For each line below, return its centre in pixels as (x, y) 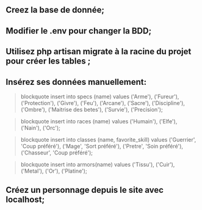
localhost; (25, 200)
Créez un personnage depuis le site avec (85, 190)
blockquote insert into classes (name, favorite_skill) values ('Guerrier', (108, 139)
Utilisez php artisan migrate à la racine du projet (99, 52)
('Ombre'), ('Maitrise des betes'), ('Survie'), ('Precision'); (92, 109)
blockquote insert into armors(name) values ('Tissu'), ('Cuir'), (98, 164)
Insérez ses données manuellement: (76, 82)
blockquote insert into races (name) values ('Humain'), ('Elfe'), (99, 121)
